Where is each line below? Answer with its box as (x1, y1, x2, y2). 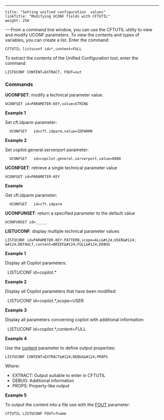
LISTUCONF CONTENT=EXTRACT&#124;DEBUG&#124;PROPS (5, 355, 108, 360)
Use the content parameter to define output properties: (5, 345, 116, 351)
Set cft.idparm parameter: (5, 120, 57, 125)
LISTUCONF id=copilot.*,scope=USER (7, 298, 84, 304)
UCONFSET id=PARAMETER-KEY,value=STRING (5, 101, 89, 106)
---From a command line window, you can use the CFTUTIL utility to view (5, 27, 153, 32)
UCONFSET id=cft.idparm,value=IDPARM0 (9, 129, 93, 134)
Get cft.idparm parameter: (5, 192, 58, 198)
